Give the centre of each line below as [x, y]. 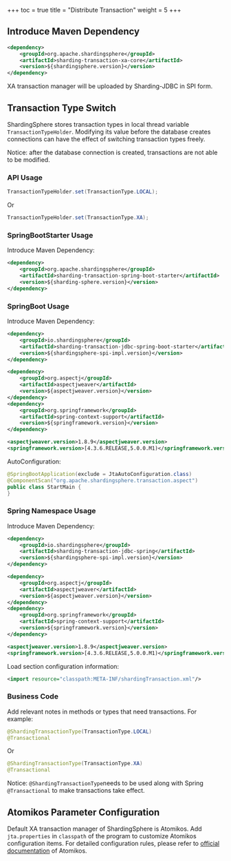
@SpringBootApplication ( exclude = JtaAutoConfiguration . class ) [100, 474]
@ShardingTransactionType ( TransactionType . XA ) [75, 764]
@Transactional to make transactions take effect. [76, 791]
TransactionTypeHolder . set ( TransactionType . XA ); [78, 218]
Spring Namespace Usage [52, 511]
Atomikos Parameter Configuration [84, 812]
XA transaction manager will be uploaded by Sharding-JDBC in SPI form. [110, 86]
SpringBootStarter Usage [50, 235]
